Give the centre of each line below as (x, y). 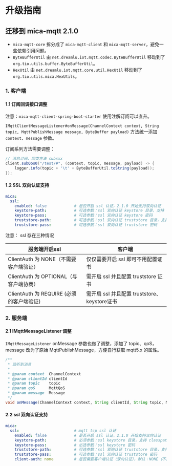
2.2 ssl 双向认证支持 (27, 415)
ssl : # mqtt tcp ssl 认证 (63, 431)
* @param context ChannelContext (44, 374)
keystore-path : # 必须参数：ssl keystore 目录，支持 (81, 440)
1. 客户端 (16, 91)
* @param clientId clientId (37, 379)
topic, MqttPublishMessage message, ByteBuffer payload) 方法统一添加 (81, 132)
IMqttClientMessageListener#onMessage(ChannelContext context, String (82, 126)
